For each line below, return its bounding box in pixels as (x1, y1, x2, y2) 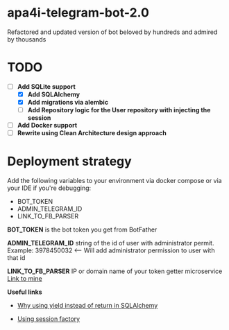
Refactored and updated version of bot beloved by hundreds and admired (7, 28, 218, 36)
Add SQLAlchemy (27, 90, 80, 98)
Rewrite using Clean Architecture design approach (17, 129, 167, 137)
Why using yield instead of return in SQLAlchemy (17, 302, 158, 310)
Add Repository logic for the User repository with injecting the (27, 106, 211, 114)
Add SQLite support (17, 82, 76, 91)
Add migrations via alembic (27, 98, 109, 106)
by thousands (7, 35, 46, 43)
